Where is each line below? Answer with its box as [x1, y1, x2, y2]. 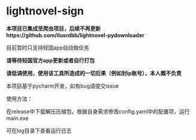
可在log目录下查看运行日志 [6, 127, 72, 134]
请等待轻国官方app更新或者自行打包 [6, 56, 95, 64]
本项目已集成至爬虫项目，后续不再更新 [6, 25, 101, 32]
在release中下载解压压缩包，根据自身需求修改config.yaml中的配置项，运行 [6, 108, 190, 115]
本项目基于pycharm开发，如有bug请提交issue [6, 82, 119, 90]
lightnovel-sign [6, 4, 84, 18]
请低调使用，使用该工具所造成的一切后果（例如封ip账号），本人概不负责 [6, 69, 182, 76]
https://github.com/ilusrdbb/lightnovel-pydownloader [6, 31, 145, 38]
